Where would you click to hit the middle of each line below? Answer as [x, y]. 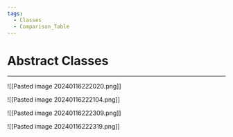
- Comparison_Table [42, 26]
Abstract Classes [58, 61]
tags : [15, 13]
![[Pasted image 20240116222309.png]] [64, 113]
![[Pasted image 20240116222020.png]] [64, 86]
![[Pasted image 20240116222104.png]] [63, 100]
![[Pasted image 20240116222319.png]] [63, 127]
